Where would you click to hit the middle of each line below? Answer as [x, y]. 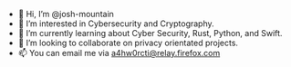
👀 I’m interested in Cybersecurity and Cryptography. [116, 24]
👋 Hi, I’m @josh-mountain [66, 14]
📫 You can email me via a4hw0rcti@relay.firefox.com [119, 53]
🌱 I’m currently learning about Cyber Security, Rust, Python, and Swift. [150, 33]
